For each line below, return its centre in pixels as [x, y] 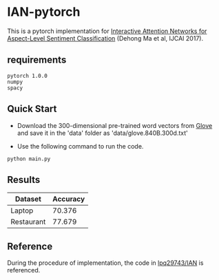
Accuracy [69, 199]
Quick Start [32, 109]
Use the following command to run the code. [80, 146]
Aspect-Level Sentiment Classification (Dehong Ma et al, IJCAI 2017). [105, 38]
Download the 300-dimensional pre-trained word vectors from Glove [115, 125]
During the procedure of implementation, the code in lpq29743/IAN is [105, 263]
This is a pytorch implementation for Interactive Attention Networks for [107, 31]
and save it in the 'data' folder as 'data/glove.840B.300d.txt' [102, 133]
